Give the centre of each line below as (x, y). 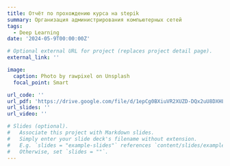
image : (16, 70)
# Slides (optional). (38, 126)
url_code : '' (26, 95)
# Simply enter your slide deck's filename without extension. (102, 139)
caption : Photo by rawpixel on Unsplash (72, 76)
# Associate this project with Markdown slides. (81, 133)
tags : (15, 26)
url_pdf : (20, 101)
